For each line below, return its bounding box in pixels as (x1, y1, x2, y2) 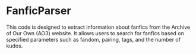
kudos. (6, 42, 23, 49)
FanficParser (6, 4, 71, 18)
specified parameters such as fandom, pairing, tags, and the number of (6, 36, 181, 43)
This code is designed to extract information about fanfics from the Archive (6, 23, 191, 31)
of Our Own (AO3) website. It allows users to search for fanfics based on (6, 29, 184, 36)
